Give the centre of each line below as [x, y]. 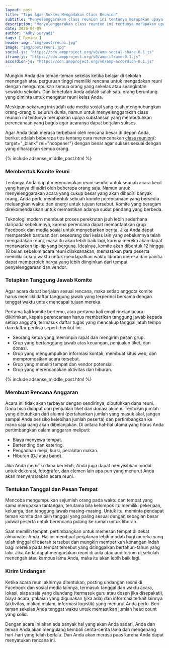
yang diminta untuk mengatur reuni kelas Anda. [54, 97]
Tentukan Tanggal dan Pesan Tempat [52, 489]
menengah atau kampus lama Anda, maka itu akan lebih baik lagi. [73, 558]
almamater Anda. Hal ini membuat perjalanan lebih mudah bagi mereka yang [84, 537]
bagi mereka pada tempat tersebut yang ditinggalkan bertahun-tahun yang [82, 547]
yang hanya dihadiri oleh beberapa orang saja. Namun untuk [68, 188]
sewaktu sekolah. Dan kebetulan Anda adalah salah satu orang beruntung [81, 92]
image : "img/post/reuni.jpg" [36, 47]
